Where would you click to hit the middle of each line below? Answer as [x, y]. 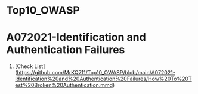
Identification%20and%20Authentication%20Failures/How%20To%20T [103, 79]
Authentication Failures [66, 50]
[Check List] [30, 66]
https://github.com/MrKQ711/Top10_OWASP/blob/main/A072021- [96, 73]
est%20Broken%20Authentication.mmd [64, 85]
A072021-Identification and [76, 38]
